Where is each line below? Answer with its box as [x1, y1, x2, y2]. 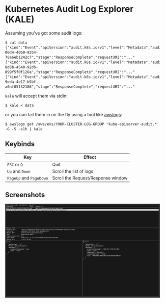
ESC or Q [7, 161, 23, 167]
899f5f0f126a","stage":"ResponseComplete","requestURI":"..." [5, 70, 135, 75]
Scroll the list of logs [52, 168, 93, 174]
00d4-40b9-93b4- [5, 50, 38, 55]
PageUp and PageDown [7, 175, 48, 181]
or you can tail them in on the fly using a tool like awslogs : [5, 111, 123, 117]
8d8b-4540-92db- [5, 65, 38, 70]
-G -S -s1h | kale [5, 126, 43, 131]
